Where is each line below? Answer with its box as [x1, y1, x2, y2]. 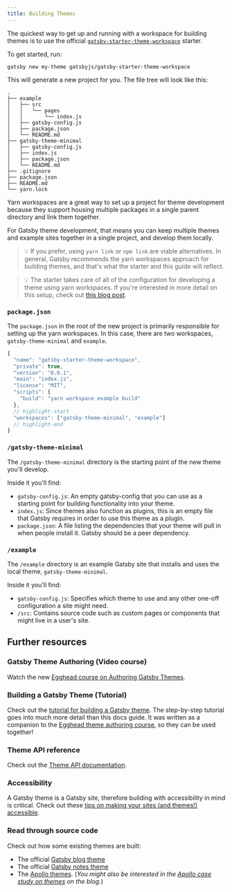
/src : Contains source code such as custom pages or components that [17, 609, 220, 617]
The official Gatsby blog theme [17, 855, 105, 863]
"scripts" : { [13, 389, 51, 395]
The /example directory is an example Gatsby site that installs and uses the [7, 560, 220, 568]
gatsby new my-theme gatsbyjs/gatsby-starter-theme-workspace [7, 63, 190, 70]
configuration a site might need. [17, 601, 109, 609]
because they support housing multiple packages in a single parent [7, 205, 199, 213]
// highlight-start [13, 408, 70, 415]
